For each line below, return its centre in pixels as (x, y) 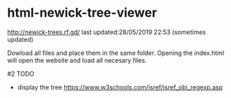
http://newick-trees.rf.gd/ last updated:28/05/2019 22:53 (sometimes (106, 32)
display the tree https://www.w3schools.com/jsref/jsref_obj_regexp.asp (120, 87)
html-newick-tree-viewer (82, 13)
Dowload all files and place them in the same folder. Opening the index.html (116, 53)
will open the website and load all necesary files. (77, 60)
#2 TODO (21, 74)
